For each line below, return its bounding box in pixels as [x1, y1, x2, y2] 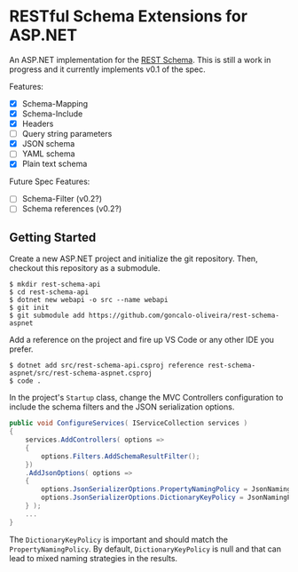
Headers [21, 118, 54, 130]
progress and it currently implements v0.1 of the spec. [9, 64, 206, 75]
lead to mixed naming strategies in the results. [9, 552, 178, 563]
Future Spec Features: [9, 176, 90, 187]
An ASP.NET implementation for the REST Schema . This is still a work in [9, 54, 271, 65]
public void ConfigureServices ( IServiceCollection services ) [9, 419, 248, 428]
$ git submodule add [9, 311, 86, 321]
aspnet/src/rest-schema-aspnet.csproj [9, 369, 153, 378]
